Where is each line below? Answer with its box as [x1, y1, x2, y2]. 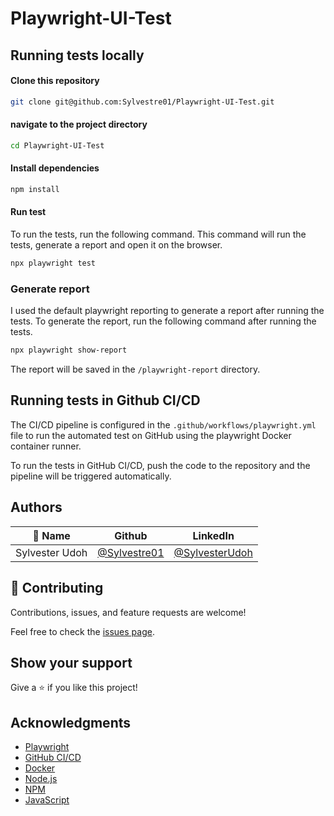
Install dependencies [10, 162, 100, 174]
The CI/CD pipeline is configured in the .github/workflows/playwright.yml [10, 418, 317, 431]
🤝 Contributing [10, 580, 104, 597]
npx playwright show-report [10, 345, 128, 356]
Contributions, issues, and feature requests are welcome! [10, 606, 247, 618]
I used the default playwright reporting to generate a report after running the [10, 305, 325, 317]
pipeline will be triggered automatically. [10, 470, 172, 482]
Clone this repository [10, 75, 100, 87]
